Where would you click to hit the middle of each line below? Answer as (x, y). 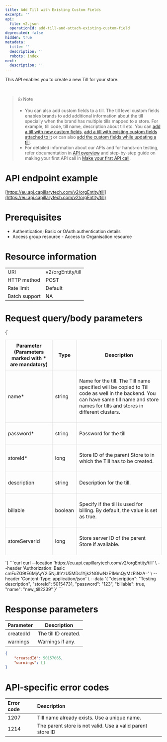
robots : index (24, 56)
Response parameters (52, 609)
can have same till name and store (119, 399)
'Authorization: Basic (44, 568)
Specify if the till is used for (111, 504)
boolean (65, 510)
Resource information (51, 257)
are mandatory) (29, 364)
